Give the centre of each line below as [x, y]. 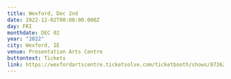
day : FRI [20, 26]
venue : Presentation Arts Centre [55, 52]
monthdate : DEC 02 [33, 33]
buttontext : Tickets [37, 58]
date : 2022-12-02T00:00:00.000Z [53, 20]
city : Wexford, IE [33, 45]
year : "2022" [26, 39]
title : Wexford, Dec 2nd [43, 13]
